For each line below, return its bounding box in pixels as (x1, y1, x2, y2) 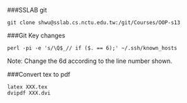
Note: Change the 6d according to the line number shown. (7, 57, 173, 65)
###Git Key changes (7, 31, 66, 39)
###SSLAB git (7, 6, 47, 14)
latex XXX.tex (7, 84, 48, 91)
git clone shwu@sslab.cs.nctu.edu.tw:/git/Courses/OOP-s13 (7, 19, 181, 26)
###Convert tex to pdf (7, 71, 71, 78)
